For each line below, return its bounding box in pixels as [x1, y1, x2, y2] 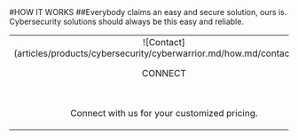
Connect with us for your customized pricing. [70, 107, 258, 119]
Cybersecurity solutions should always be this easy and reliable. [9, 16, 244, 27]
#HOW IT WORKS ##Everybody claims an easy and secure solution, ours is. [9, 7, 287, 17]
